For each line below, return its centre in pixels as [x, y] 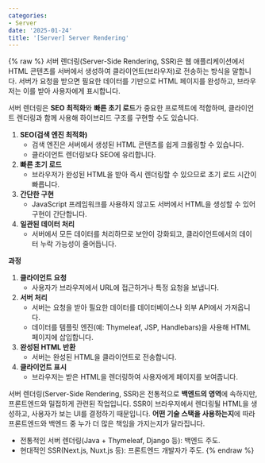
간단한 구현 [36, 195]
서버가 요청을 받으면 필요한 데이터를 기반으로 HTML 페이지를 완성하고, [127, 81]
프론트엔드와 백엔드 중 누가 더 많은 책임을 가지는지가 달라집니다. [107, 424]
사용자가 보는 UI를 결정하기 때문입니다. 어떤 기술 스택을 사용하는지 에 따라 [143, 414]
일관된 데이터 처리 [47, 224]
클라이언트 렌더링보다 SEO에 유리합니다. [94, 155]
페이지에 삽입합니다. [62, 338]
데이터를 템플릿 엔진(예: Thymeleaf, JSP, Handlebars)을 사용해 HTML [141, 327]
